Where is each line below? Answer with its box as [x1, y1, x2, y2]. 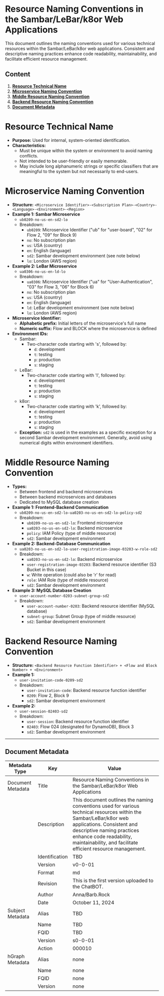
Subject [7, 907, 25, 914]
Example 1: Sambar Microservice [12, 211, 81, 217]
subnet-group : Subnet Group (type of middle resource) [26, 613, 136, 619]
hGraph [7, 953, 25, 960]
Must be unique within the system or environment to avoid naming [19, 148, 153, 154]
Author [37, 891, 54, 898]
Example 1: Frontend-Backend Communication [12, 504, 109, 510]
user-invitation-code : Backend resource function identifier [26, 687, 146, 693]
